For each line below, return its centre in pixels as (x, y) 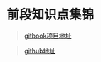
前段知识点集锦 (51, 15)
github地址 (40, 51)
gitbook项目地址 (48, 36)
